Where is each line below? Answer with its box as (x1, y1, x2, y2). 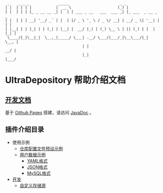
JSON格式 (27, 164, 48, 170)
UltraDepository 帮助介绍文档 (5, 75, 126, 86)
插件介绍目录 (5, 126, 44, 134)
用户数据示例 (19, 152, 46, 158)
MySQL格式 (27, 170, 51, 176)
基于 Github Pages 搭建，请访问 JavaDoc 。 (5, 110, 94, 115)
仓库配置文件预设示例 (19, 145, 63, 151)
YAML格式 (27, 158, 48, 163)
